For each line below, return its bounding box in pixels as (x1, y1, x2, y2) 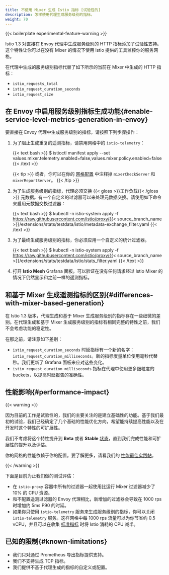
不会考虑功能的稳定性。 (5, 325, 54, 331)
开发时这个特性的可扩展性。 (5, 425, 63, 431)
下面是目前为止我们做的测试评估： (5, 472, 76, 478)
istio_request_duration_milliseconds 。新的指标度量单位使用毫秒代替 (12, 353, 158, 359)
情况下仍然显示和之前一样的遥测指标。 (12, 275, 92, 281)
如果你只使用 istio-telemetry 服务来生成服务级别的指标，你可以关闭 (12, 509, 155, 515)
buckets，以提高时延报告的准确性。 (12, 372, 87, 378)
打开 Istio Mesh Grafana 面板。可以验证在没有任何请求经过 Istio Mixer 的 (12, 268, 163, 274)
